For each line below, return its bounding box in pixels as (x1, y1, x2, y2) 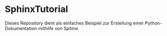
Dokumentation (5, 25, 37, 31)
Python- (145, 20, 162, 26)
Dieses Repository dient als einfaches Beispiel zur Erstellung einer (5, 20, 144, 26)
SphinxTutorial (5, 3, 68, 15)
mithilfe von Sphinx (38, 25, 79, 31)
